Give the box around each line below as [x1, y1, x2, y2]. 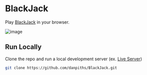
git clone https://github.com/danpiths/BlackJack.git [5, 65, 118, 70]
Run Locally [5, 43, 42, 51]
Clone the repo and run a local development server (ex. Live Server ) [5, 56, 142, 62]
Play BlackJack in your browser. [5, 19, 70, 25]
